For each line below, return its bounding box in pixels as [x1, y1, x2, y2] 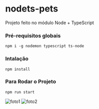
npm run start [5, 89, 35, 94]
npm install [5, 66, 30, 72]
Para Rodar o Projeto [5, 78, 56, 85]
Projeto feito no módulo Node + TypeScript [5, 20, 94, 26]
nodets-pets [5, 3, 58, 15]
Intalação [5, 55, 29, 62]
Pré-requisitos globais [5, 32, 61, 39]
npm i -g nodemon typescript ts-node [5, 44, 84, 49]
